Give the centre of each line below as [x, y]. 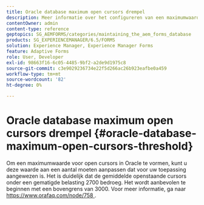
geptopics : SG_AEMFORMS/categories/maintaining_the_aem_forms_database [99, 35]
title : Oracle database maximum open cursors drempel [76, 12]
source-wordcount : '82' [36, 79]
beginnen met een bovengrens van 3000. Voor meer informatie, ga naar [96, 189]
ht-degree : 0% [24, 86]
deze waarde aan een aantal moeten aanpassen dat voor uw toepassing [96, 169]
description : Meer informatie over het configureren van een [85, 18]
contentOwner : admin [32, 23]
